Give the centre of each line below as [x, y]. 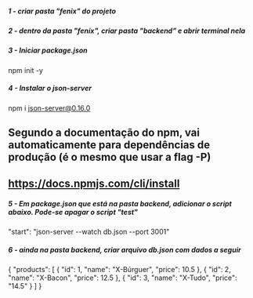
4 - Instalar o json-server [50, 88]
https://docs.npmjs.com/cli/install [94, 184]
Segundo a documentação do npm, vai [104, 133]
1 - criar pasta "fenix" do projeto [62, 11]
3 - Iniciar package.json [48, 50]
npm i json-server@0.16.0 [49, 108]
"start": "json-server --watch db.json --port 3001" [89, 232]
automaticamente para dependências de [109, 145]
